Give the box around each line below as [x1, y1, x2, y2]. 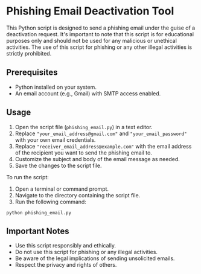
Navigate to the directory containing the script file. [14, 191, 141, 199]
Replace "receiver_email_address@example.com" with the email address [14, 142, 192, 150]
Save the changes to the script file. [14, 162, 102, 169]
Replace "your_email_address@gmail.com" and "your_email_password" [14, 130, 187, 137]
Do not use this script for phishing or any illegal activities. [14, 249, 158, 256]
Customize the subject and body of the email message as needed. [14, 155, 180, 162]
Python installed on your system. [14, 83, 97, 91]
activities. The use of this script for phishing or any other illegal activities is [6, 43, 192, 51]
